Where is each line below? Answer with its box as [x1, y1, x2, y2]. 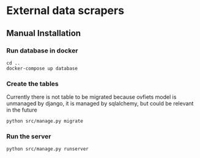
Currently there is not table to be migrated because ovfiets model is [6, 93, 177, 101]
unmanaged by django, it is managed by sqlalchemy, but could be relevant [6, 100, 194, 107]
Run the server [6, 132, 51, 141]
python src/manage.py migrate [6, 118, 84, 124]
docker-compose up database [6, 65, 78, 71]
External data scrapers [6, 4, 124, 18]
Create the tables [6, 79, 59, 88]
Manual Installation [6, 28, 81, 38]
